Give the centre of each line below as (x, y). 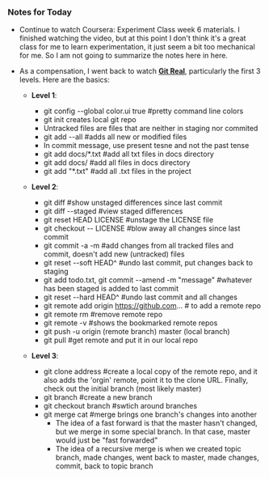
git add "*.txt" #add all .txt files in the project (117, 172)
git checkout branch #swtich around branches (120, 406)
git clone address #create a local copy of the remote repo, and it (150, 371)
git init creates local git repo (90, 120)
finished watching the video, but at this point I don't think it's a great (132, 38)
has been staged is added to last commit (111, 289)
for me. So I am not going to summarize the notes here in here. (123, 56)
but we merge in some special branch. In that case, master (153, 432)
